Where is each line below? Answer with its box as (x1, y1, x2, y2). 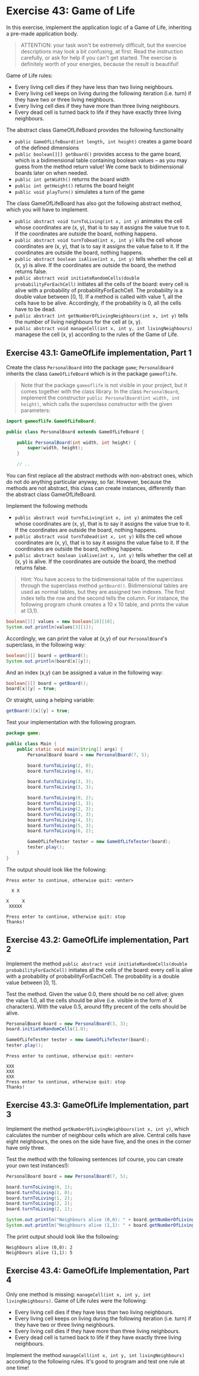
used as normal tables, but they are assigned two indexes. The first (20, 588, 185, 595)
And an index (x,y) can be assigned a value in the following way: (6, 668, 163, 676)
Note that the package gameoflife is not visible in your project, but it (20, 381, 188, 389)
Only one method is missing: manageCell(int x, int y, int (6, 1291, 152, 1298)
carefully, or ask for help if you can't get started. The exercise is (20, 54, 177, 61)
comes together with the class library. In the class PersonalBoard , (20, 388, 179, 395)
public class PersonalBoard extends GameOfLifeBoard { (6, 428, 145, 435)
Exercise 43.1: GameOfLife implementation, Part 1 (6, 348, 192, 358)
